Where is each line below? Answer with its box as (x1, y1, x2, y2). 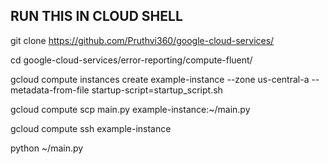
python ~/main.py (10, 142, 84, 154)
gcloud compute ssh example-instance (10, 122, 172, 134)
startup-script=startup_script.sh (91, 84, 223, 96)
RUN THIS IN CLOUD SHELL (10, 8, 183, 25)
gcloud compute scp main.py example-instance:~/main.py (10, 103, 251, 115)
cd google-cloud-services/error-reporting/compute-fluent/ (10, 54, 253, 66)
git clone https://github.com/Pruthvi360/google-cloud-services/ (10, 34, 275, 46)
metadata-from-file (10, 84, 90, 96)
